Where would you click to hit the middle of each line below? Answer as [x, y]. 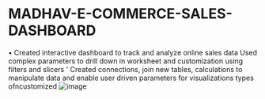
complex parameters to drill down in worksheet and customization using [126, 61]
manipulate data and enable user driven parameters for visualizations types [131, 78]
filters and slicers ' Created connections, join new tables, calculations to [125, 69]
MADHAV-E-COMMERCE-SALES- [121, 14]
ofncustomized [33, 86]
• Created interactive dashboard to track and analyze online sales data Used [133, 52]
